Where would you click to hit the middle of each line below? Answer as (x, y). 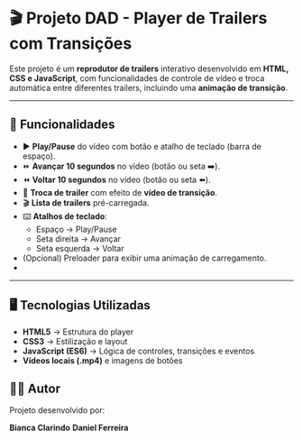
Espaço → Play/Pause (76, 229)
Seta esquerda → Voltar (80, 248)
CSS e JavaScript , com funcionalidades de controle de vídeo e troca (137, 78)
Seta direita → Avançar (78, 238)
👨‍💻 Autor (35, 388)
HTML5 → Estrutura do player (78, 332)
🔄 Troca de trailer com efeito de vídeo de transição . (120, 192)
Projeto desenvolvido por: (57, 410)
